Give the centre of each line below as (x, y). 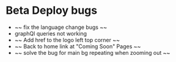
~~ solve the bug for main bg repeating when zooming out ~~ (92, 52)
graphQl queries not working (50, 33)
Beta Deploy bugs (52, 11)
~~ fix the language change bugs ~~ (61, 27)
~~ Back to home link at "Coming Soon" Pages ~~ (78, 46)
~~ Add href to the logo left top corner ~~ (67, 40)
